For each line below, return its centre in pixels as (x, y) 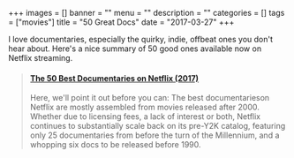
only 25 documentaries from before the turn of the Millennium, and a (155, 135)
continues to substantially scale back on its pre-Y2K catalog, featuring (158, 126)
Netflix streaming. (41, 58)
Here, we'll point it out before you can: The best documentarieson (150, 98)
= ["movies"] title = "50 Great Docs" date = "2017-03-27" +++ (121, 22)
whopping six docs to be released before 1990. (115, 145)
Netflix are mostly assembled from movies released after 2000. (144, 107)
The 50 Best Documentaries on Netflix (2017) (114, 78)
